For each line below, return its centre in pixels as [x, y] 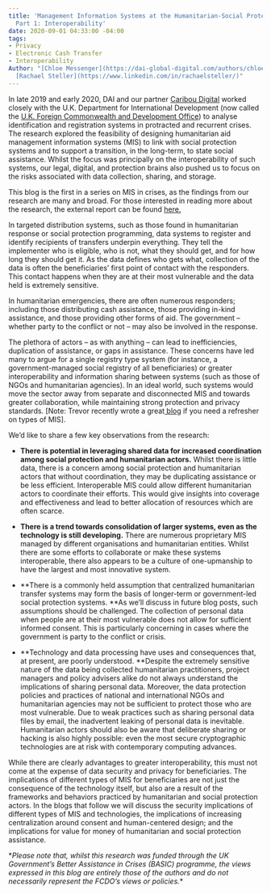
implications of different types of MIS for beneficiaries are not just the [124, 779]
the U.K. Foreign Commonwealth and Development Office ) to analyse [123, 116]
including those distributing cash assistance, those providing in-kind [122, 309]
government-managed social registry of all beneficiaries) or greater [120, 368]
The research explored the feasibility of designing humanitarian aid [120, 133]
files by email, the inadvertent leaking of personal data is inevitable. [132, 721]
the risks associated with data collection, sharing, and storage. [112, 176]
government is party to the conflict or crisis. [93, 636]
